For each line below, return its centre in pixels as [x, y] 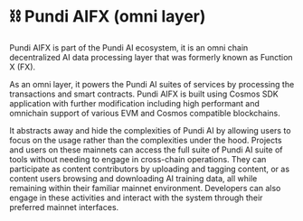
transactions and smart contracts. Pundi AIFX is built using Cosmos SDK [144, 94]
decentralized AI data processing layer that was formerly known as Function [151, 57]
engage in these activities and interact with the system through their [136, 198]
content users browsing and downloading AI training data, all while [133, 178]
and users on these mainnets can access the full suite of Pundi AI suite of [146, 150]
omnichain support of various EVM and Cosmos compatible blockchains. [145, 113]
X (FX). [23, 67]
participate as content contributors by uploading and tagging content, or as [150, 169]
